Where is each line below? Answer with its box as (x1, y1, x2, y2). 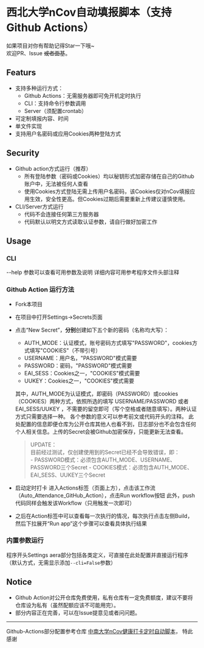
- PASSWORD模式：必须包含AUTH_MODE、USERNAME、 (30, 456, 176, 463)
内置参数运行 (6, 536, 44, 545)
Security (6, 148, 39, 159)
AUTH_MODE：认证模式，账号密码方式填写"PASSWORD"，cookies (24, 339, 192, 346)
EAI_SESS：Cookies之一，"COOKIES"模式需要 (24, 369, 141, 377)
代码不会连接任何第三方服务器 (24, 210, 99, 217)
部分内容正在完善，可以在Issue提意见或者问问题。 (15, 609, 141, 616)
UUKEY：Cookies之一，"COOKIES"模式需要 (24, 377, 135, 384)
